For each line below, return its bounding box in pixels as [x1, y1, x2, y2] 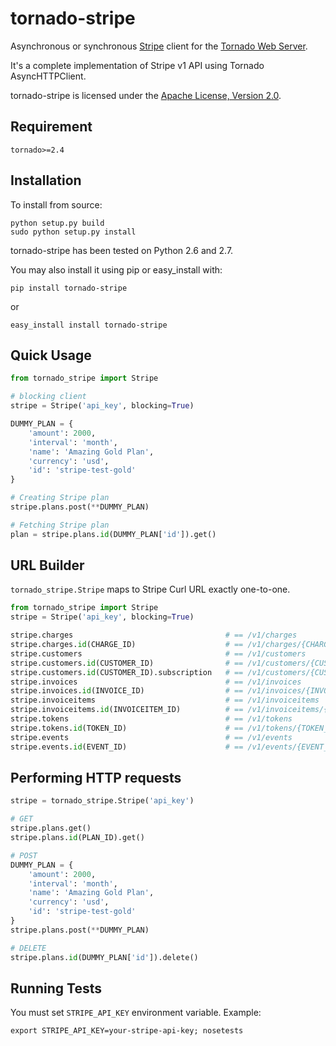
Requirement [10, 118, 93, 136]
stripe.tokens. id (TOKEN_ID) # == [10, 723, 244, 733]
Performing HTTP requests [10, 769, 182, 786]
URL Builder [10, 557, 85, 574]
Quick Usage [10, 347, 92, 364]
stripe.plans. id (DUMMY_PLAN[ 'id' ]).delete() [10, 952, 199, 962]
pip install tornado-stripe [10, 283, 128, 293]
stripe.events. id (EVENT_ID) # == [10, 742, 244, 752]
